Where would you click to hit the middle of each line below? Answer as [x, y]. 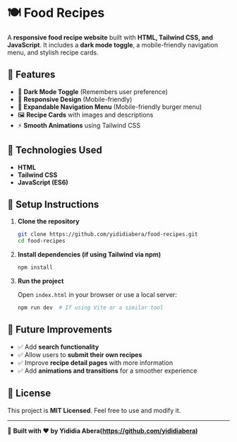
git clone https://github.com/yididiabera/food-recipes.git [108, 234]
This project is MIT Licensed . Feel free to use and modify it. [94, 410]
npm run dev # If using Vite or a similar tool [90, 308]
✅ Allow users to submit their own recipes [80, 354]
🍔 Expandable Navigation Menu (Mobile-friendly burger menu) [110, 107]
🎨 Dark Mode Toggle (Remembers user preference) [92, 91]
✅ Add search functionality [58, 347]
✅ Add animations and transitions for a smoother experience [107, 371]
